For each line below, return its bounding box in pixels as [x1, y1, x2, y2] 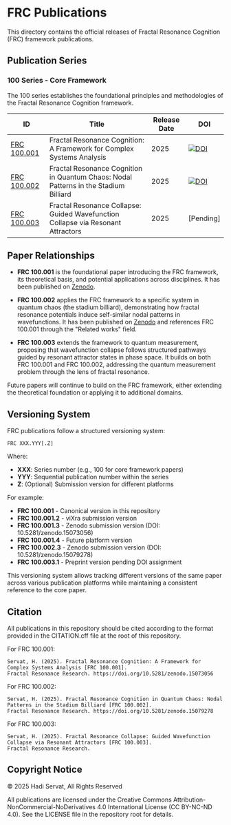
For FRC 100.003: [7, 720, 56, 728]
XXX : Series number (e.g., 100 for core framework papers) [16, 466, 184, 474]
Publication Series [7, 55, 87, 67]
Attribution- [173, 795, 206, 804]
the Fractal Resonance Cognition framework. [7, 98, 134, 107]
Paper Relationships [7, 250, 95, 262]
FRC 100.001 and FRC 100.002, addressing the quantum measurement [16, 360, 216, 369]
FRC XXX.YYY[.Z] [7, 440, 54, 447]
